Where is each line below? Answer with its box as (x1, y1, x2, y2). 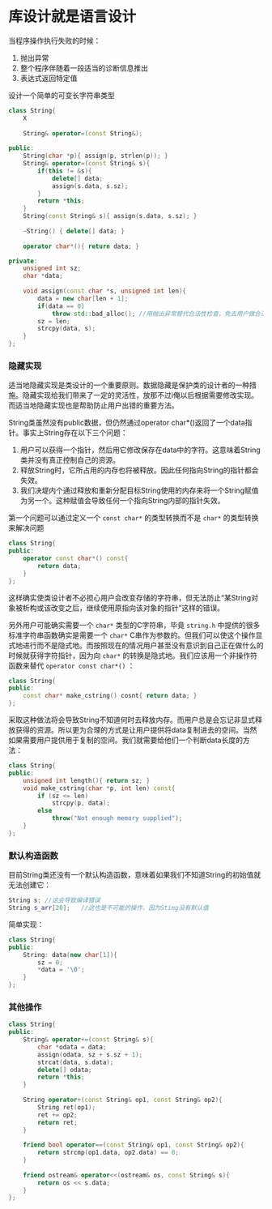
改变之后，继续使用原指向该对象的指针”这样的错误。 (50, 603, 225, 613)
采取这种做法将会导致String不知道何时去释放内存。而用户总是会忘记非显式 (8, 715, 256, 725)
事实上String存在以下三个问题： (22, 428, 128, 438)
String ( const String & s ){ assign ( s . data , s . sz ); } (23, 212, 198, 220)
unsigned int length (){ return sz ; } (23, 776, 151, 784)
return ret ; (37, 1118, 79, 1126)
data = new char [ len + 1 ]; (37, 294, 129, 302)
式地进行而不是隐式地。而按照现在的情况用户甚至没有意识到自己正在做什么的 (8, 640, 264, 650)
